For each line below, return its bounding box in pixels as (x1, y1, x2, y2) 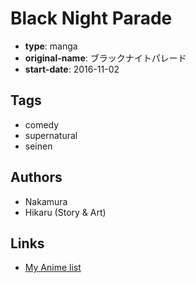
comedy (24, 118, 60, 131)
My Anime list (24, 262, 82, 274)
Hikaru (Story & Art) (24, 206, 107, 218)
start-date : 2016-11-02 (24, 63, 120, 75)
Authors (10, 169, 63, 186)
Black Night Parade (10, 7, 173, 30)
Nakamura (24, 195, 68, 207)
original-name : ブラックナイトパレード (24, 52, 187, 64)
